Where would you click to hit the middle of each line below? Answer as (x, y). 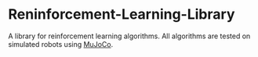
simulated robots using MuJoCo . (61, 44)
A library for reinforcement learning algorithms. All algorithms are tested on (129, 36)
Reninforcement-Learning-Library (122, 14)
